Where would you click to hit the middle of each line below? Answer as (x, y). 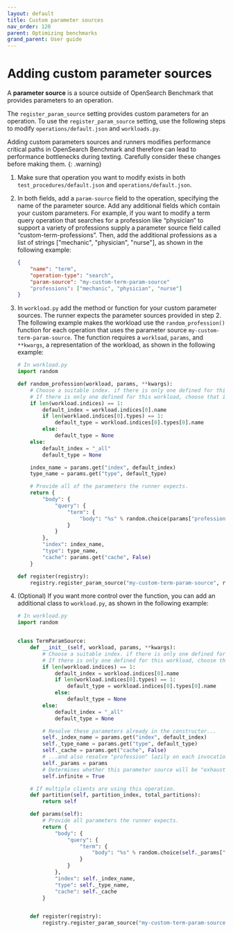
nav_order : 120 (29, 26)
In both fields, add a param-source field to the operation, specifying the (118, 198)
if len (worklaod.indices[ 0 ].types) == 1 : (103, 416)
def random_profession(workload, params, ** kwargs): (95, 384)
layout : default (31, 14)
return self (60, 802)
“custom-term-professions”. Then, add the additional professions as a (117, 235)
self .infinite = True (74, 776)
